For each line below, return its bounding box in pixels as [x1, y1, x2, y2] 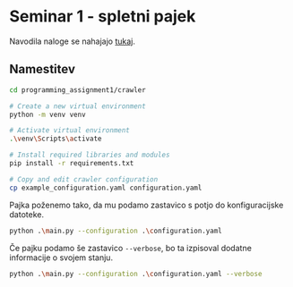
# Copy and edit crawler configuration [9, 174, 159, 184]
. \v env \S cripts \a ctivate [9, 134, 102, 144]
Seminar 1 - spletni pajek [9, 6, 196, 27]
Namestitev [9, 62, 76, 77]
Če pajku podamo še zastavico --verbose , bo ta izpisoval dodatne [9, 242, 253, 253]
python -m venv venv [9, 110, 87, 119]
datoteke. [9, 208, 45, 220]
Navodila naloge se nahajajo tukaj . [9, 36, 136, 46]
